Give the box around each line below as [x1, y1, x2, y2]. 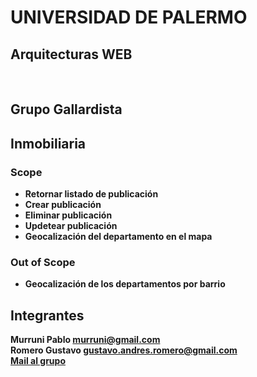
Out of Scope [10, 256, 76, 269]
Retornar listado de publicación [24, 188, 159, 200]
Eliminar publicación [24, 209, 113, 221]
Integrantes [10, 307, 85, 324]
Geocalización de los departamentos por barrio [24, 278, 226, 290]
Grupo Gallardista [10, 101, 123, 118]
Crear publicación [24, 199, 102, 211]
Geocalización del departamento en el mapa [24, 231, 213, 243]
